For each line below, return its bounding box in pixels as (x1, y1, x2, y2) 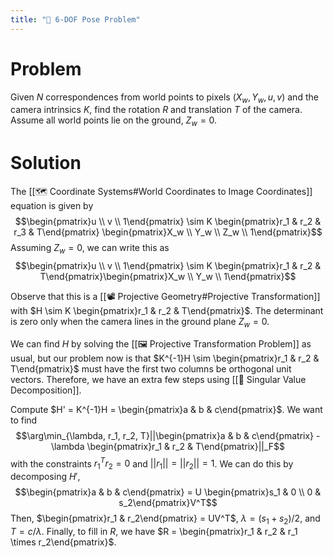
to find (10, 414, 38, 426)
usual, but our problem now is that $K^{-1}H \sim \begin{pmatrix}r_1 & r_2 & (10, 352, 320, 364)
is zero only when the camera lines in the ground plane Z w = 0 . (10, 315, 270, 330)
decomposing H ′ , (10, 471, 81, 483)
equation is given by (10, 200, 94, 212)
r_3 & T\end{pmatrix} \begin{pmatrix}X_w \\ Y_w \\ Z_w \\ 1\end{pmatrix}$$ (13, 226, 323, 238)
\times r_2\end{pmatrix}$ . (10, 536, 117, 548)
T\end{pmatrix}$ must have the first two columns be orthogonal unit (10, 362, 292, 375)
